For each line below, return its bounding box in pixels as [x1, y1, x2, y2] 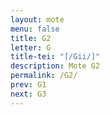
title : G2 [10, 33, 52, 43]
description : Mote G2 [10, 61, 101, 71]
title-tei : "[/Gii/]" [10, 52, 101, 62]
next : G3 [10, 89, 47, 99]
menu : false [10, 24, 60, 34]
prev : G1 [10, 80, 47, 90]
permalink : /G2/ [10, 71, 78, 81]
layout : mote [10, 14, 65, 25]
